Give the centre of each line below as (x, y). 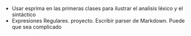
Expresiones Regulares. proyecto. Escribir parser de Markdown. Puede (98, 21)
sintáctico (24, 15)
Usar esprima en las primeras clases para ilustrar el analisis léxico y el (97, 8)
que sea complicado (37, 27)
